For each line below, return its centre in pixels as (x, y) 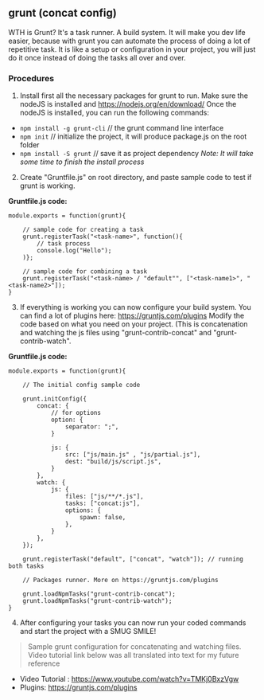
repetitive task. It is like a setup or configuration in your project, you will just (132, 49)
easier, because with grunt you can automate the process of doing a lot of (129, 41)
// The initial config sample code (82, 385)
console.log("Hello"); (74, 251)
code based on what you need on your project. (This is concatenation (134, 324)
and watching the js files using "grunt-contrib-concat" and (116, 333)
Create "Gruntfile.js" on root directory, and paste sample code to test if (136, 178)
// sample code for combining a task (85, 272)
